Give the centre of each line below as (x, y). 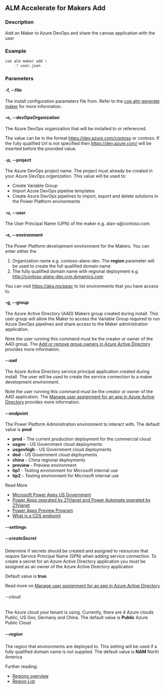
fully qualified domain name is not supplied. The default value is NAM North (82, 652)
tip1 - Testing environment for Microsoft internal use (65, 471)
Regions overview (30, 676)
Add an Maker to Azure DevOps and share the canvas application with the (80, 33)
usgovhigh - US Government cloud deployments (62, 450)
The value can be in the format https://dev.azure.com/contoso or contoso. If (82, 138)
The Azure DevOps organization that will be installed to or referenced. (76, 129)
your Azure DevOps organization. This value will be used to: (66, 176)
